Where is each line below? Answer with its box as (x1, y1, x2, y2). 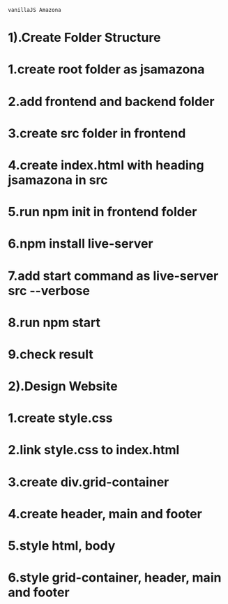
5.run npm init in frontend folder (8, 204, 197, 220)
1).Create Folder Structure (8, 30, 161, 45)
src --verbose (8, 282, 90, 299)
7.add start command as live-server (8, 268, 219, 284)
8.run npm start (8, 315, 100, 331)
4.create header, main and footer (8, 506, 203, 522)
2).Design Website (8, 379, 118, 394)
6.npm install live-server (8, 236, 153, 252)
